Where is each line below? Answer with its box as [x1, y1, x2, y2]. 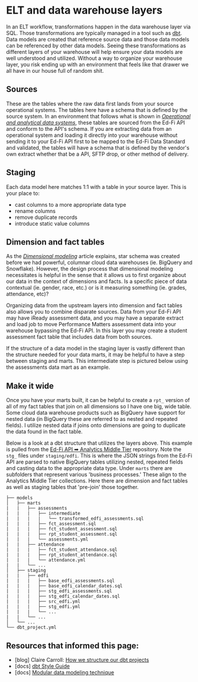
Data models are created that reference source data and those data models [6, 36, 190, 43]
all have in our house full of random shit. [6, 67, 105, 74]
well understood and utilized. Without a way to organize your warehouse [6, 54, 183, 62]
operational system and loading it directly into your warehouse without [6, 131, 178, 139]
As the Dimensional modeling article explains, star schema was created [6, 253, 180, 260]
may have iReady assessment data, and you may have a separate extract [6, 314, 184, 321]
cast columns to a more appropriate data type [14, 201, 126, 208]
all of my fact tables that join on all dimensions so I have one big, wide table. [6, 403, 192, 410]
